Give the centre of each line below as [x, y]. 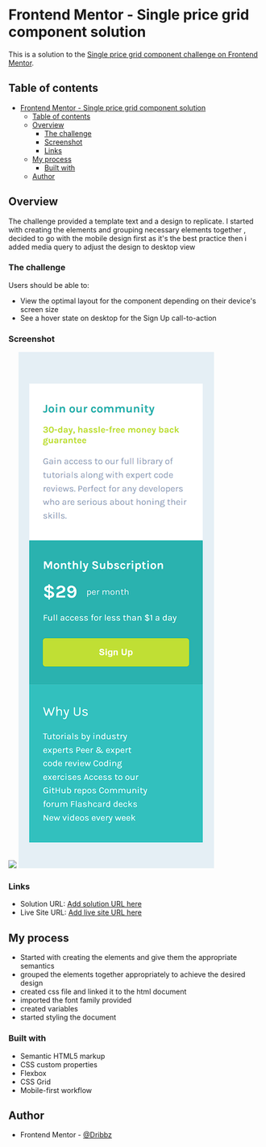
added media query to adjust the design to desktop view [102, 247]
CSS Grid [35, 1082]
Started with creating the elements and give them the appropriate [129, 957]
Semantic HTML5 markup [62, 1056]
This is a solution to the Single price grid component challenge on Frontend [133, 54]
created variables [49, 1009]
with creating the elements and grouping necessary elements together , [127, 229]
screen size [39, 309]
